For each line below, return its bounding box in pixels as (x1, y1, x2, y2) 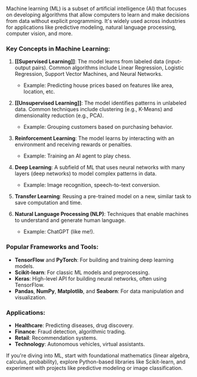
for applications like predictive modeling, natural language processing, (6, 24, 176, 31)
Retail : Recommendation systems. (14, 334, 98, 341)
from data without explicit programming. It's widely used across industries (6, 18, 186, 24)
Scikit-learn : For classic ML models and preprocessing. (14, 269, 150, 276)
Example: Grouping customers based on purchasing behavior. (23, 124, 173, 131)
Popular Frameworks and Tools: (6, 243, 99, 251)
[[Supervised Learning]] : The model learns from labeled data (14, 58, 165, 65)
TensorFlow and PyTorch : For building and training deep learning (14, 256, 174, 263)
